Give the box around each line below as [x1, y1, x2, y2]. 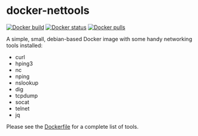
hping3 [15, 60, 33, 67]
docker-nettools [6, 4, 90, 18]
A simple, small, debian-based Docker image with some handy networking [6, 35, 193, 42]
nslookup [15, 79, 39, 86]
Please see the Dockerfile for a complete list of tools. [6, 123, 138, 130]
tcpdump [15, 92, 38, 99]
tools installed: [6, 42, 43, 49]
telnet [15, 105, 30, 112]
